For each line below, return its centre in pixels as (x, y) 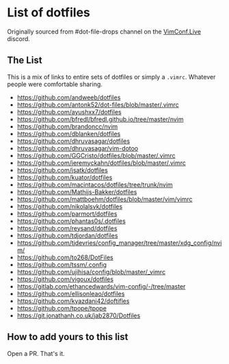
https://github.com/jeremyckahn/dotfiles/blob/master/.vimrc (102, 163)
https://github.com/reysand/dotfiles (67, 228)
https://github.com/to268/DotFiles (65, 257)
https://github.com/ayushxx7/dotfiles (69, 112)
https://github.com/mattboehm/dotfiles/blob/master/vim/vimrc (105, 199)
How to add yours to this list (68, 337)
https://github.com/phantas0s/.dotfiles (71, 221)
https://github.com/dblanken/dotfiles (69, 133)
